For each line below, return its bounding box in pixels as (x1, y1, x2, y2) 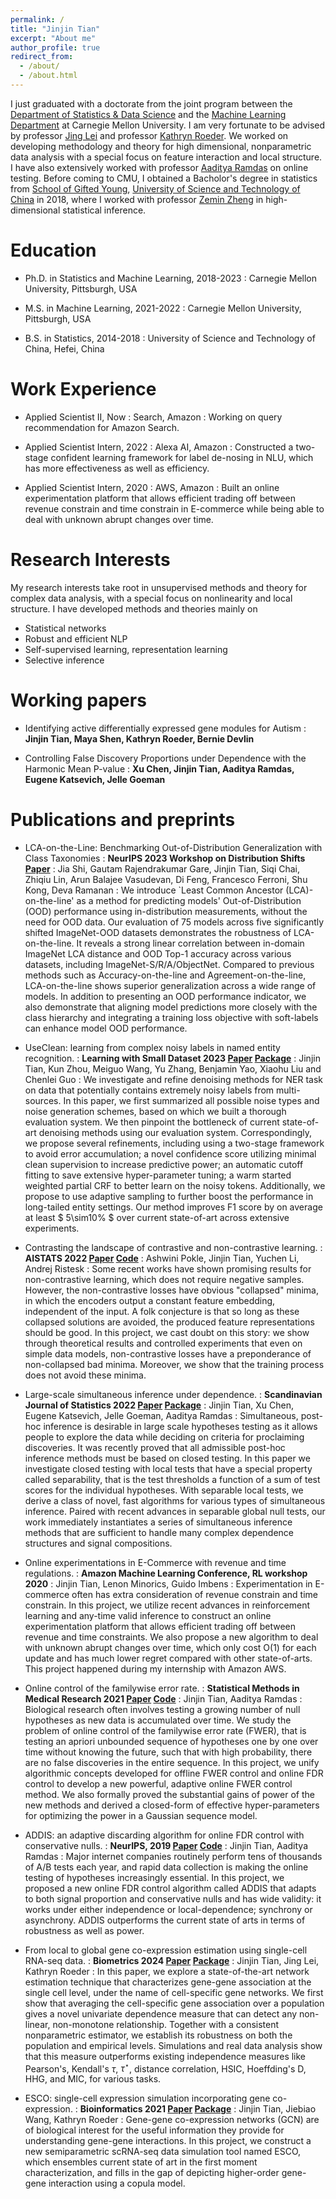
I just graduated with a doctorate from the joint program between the (10, 97, 293, 110)
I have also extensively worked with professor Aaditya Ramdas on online (10, 161, 309, 173)
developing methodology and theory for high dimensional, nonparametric (10, 140, 312, 152)
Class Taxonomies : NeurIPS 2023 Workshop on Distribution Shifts (24, 852, 306, 864)
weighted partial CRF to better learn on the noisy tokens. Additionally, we (24, 1179, 326, 1191)
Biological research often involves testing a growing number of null (24, 1703, 301, 1715)
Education (10, 239, 97, 262)
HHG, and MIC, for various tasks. (24, 2073, 162, 2085)
